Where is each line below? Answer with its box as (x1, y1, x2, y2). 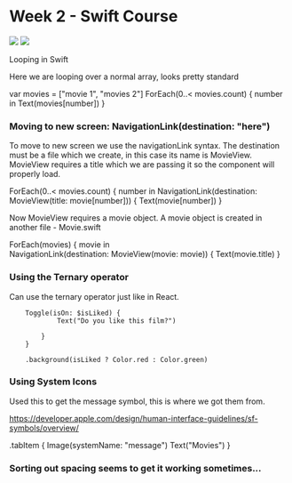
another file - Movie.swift (9, 222, 101, 233)
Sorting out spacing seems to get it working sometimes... (9, 462, 262, 474)
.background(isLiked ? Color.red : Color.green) (25, 355, 209, 364)
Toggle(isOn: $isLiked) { (25, 309, 122, 318)
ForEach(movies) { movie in (9, 239, 110, 250)
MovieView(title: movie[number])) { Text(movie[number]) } (9, 196, 223, 206)
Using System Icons (9, 375, 98, 388)
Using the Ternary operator (9, 271, 129, 284)
